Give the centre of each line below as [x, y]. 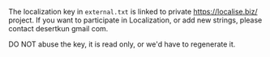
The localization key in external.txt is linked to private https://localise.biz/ [133, 12]
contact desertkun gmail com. [58, 28]
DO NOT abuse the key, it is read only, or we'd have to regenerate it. [122, 44]
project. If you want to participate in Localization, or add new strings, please [135, 20]
